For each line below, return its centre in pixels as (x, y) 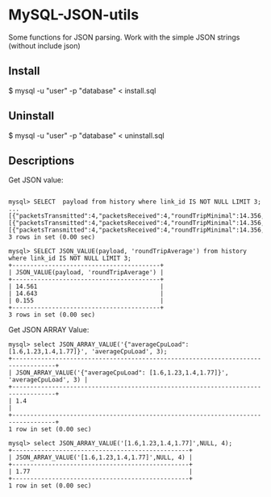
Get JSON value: (36, 180)
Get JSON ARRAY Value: (49, 330)
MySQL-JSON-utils (74, 15)
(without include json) (44, 45)
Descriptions (42, 160)
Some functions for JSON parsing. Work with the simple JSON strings (124, 37)
